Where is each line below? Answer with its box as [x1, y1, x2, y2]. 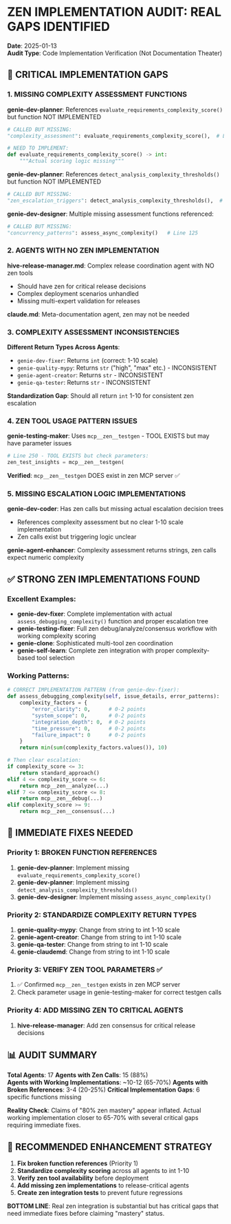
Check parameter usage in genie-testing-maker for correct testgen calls [16, 988, 222, 996]
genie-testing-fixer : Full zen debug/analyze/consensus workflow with [16, 625, 217, 633]
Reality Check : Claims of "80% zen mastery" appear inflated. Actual [7, 1106, 201, 1114]
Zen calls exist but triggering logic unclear [16, 532, 137, 541]
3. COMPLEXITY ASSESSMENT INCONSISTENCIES [7, 327, 180, 337]
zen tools [7, 268, 33, 277]
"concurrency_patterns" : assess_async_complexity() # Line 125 [7, 229, 198, 237]
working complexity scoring [16, 632, 96, 640]
